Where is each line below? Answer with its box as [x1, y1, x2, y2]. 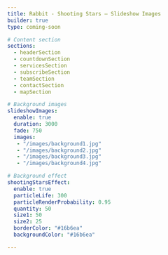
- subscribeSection [13, 68, 71, 76]
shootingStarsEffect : [7, 179, 71, 186]
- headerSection [13, 49, 61, 56]
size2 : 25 [13, 218, 42, 225]
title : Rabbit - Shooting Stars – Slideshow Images [7, 10, 161, 18]
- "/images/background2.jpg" [16, 147, 101, 154]
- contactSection [13, 81, 64, 89]
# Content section [7, 36, 61, 43]
